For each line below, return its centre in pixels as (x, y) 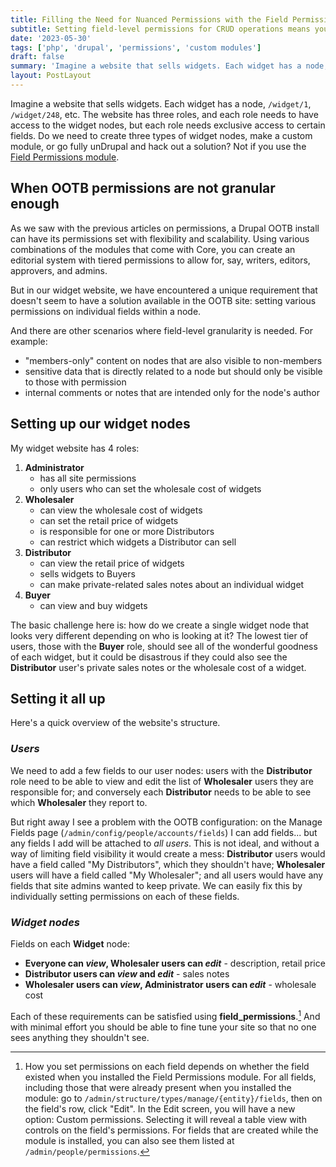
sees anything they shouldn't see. (80, 1037)
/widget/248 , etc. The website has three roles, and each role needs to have (164, 114)
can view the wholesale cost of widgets (121, 510)
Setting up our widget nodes (100, 424)
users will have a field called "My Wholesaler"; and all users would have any (167, 875)
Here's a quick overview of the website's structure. (115, 723)
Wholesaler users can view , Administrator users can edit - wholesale (170, 984)
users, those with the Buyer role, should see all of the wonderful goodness (164, 646)
